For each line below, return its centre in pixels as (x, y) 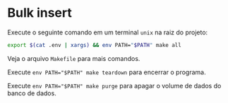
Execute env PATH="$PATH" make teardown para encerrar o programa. (107, 72)
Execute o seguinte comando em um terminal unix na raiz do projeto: (108, 32)
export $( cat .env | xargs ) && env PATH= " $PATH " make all (94, 45)
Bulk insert (40, 13)
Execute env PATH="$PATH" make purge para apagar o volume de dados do (114, 85)
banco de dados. (32, 93)
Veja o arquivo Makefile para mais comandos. (74, 58)
